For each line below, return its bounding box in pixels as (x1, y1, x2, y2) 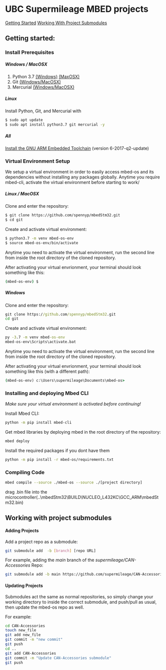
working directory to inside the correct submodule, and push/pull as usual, (5, 599, 157, 605)
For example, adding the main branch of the (5, 557, 95, 563)
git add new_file (5, 632, 41, 637)
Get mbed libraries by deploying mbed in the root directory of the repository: (5, 429, 161, 435)
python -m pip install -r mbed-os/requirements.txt (5, 457, 114, 462)
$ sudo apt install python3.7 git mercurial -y (5, 122, 105, 127)
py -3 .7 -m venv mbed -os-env (5, 335, 65, 340)
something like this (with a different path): (5, 368, 90, 374)
